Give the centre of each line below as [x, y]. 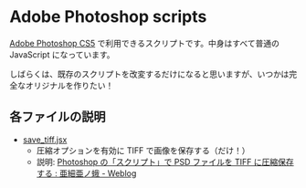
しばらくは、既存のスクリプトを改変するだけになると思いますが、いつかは [149, 74]
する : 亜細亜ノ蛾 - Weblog [86, 173]
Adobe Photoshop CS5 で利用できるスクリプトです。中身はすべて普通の [145, 43]
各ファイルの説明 [58, 117]
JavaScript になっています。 [63, 54]
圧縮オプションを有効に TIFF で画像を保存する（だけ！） [143, 150]
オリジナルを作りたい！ [69, 85]
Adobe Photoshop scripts [108, 17]
